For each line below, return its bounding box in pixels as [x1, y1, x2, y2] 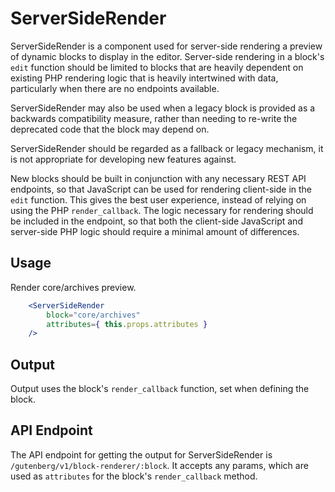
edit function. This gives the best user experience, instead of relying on [10, 193, 307, 206]
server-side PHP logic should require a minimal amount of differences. [10, 225, 300, 237]
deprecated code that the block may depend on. [10, 123, 210, 135]
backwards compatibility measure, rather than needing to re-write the [10, 112, 298, 124]
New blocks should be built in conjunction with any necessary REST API [10, 172, 307, 184]
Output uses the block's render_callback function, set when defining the [10, 383, 310, 395]
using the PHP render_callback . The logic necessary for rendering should [10, 204, 314, 216]
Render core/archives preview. [10, 281, 137, 293]
